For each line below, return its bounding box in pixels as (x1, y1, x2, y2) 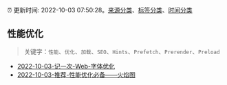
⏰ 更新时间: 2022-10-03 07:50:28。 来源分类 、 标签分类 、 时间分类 (7, 6, 193, 14)
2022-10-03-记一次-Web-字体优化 (17, 62, 116, 70)
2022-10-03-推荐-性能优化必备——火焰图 (17, 71, 136, 79)
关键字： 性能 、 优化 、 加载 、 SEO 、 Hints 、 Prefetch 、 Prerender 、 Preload (23, 47, 220, 56)
